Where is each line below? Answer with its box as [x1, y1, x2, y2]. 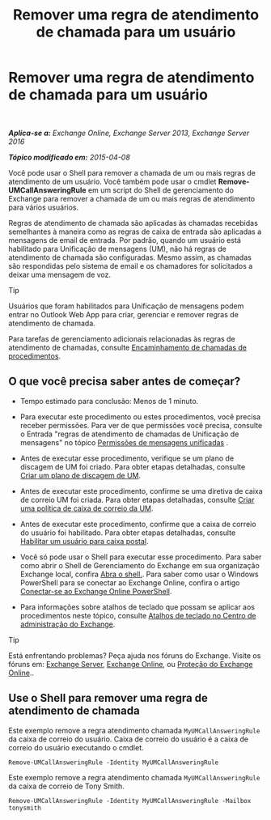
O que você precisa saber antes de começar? [8, 375, 241, 389]
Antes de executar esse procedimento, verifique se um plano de [19, 453, 235, 463]
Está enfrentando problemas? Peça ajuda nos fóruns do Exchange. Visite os [8, 650, 261, 661]
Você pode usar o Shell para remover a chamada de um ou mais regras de [8, 168, 256, 177]
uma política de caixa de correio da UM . [19, 503, 154, 513]
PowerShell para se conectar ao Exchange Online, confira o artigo [19, 577, 240, 588]
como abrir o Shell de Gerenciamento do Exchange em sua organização [19, 560, 260, 570]
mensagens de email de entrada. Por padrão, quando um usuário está [8, 235, 241, 244]
